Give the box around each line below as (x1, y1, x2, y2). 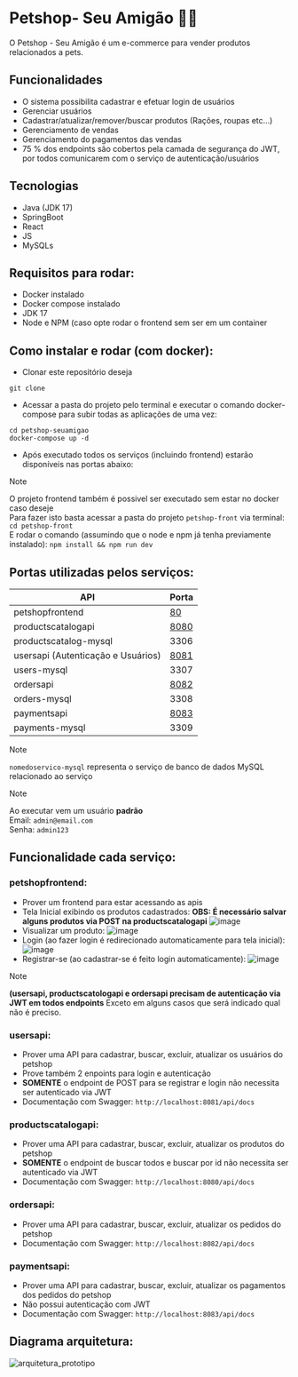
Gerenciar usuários (21, 106, 92, 116)
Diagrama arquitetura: (9, 1334, 134, 1349)
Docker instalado (21, 289, 84, 300)
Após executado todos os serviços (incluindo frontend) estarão (21, 450, 254, 460)
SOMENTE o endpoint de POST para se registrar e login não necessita (21, 1077, 279, 1087)
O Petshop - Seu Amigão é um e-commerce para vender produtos (9, 37, 251, 48)
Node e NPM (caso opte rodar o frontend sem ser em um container (21, 317, 268, 328)
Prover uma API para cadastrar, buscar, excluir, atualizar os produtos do (21, 1139, 286, 1150)
